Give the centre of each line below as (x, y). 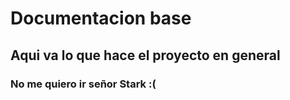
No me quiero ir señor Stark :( (83, 84)
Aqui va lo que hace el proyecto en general (145, 55)
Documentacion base (101, 18)
